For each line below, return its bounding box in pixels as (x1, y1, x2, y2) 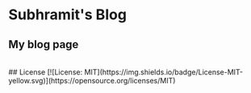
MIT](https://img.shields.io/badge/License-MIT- (84, 67, 244, 77)
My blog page (8, 38, 79, 51)
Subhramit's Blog (8, 6, 128, 24)
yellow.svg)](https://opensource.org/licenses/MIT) (8, 76, 176, 85)
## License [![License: (8, 67, 83, 77)
